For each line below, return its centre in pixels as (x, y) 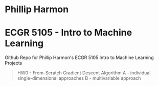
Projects (14, 63)
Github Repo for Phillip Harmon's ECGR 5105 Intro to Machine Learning (79, 58)
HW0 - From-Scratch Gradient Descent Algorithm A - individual (84, 73)
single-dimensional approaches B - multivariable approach (79, 78)
